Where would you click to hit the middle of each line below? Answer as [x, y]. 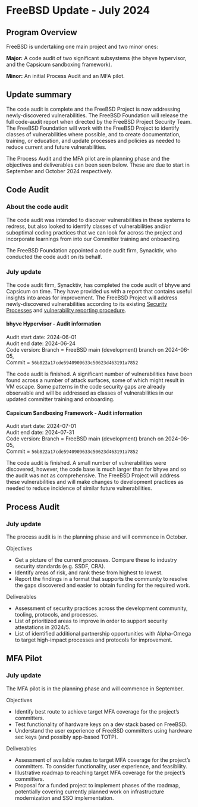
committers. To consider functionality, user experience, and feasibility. [101, 766]
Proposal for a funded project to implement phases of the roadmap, [97, 785]
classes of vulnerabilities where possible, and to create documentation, [93, 134]
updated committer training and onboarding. [60, 399]
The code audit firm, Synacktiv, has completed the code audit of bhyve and [98, 285]
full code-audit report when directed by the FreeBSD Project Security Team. [99, 121]
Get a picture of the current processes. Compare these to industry [96, 559]
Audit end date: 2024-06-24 [41, 343]
